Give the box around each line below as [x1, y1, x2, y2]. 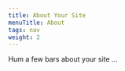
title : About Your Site [8, 11, 86, 20]
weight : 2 [8, 33, 41, 41]
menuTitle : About [8, 19, 65, 27]
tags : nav [8, 26, 41, 34]
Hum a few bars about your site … [8, 55, 118, 64]
